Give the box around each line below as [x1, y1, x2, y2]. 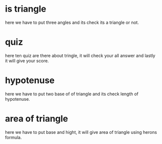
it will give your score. [5, 57, 49, 64]
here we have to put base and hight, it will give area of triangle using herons [5, 129, 157, 135]
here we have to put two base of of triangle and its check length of [5, 91, 139, 97]
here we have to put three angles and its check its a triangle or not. [5, 19, 139, 25]
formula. [5, 134, 22, 140]
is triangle [5, 3, 46, 15]
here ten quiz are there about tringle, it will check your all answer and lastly [5, 53, 156, 58]
